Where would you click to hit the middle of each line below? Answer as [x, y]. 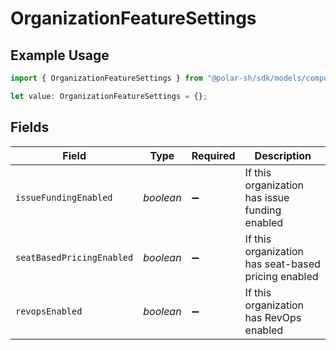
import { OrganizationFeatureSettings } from [106, 78]
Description [283, 155]
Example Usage [60, 55]
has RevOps [273, 317]
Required [213, 155]
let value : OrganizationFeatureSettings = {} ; [109, 96]
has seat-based [282, 264]
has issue [267, 197]
